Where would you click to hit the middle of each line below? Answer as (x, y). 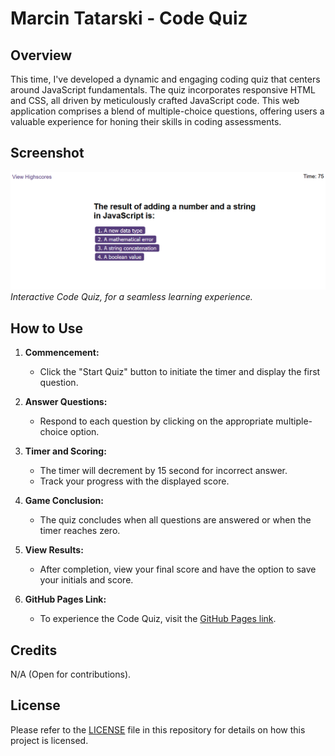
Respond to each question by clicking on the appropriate (156, 421)
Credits (34, 650)
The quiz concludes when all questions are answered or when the (175, 520)
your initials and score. (86, 580)
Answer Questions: (66, 402)
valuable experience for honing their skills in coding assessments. (146, 121)
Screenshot (47, 153)
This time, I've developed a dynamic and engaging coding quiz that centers (165, 79)
